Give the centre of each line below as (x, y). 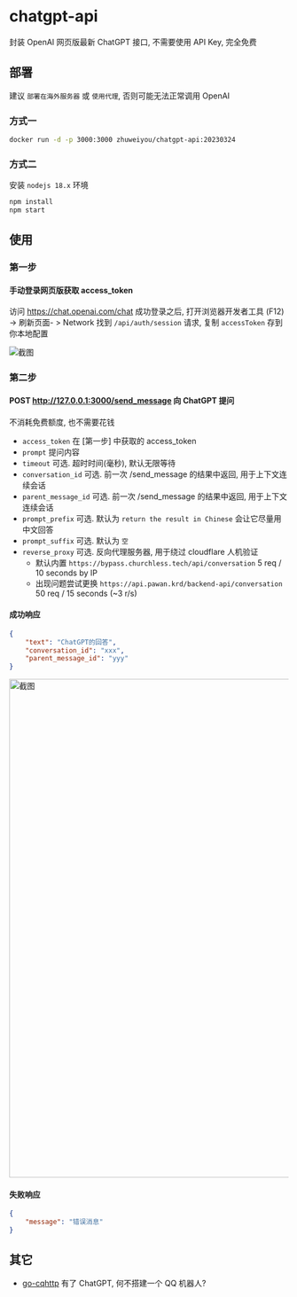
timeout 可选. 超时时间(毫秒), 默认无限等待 (99, 463)
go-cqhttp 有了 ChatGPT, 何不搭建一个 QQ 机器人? (114, 1283)
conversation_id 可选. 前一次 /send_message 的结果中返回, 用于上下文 (151, 474)
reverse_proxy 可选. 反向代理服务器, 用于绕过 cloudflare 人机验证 (140, 551)
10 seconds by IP (66, 573)
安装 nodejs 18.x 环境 (49, 185)
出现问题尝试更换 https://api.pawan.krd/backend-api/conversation (159, 583)
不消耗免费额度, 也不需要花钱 (62, 422)
